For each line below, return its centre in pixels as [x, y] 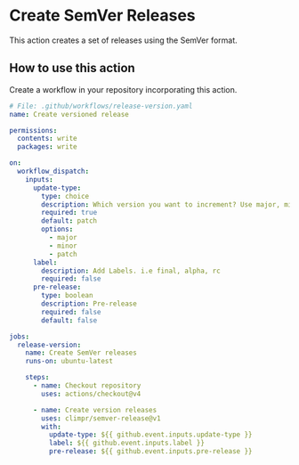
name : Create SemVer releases [81, 353]
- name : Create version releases [95, 410]
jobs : [19, 336]
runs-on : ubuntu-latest [69, 362]
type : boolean [67, 296]
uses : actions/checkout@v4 [91, 394]
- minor [63, 246]
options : [57, 229]
